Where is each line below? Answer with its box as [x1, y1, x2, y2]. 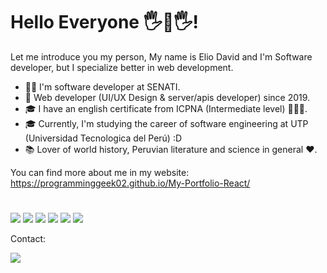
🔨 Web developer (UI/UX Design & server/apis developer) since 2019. [24, 91, 311, 103]
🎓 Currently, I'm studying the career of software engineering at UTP [24, 117, 309, 129]
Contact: [10, 233, 47, 245]
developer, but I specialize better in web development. [10, 61, 234, 73]
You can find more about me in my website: [10, 166, 190, 178]
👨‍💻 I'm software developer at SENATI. [24, 80, 181, 93]
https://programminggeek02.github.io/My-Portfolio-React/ [10, 177, 251, 189]
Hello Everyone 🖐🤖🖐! [10, 11, 199, 34]
